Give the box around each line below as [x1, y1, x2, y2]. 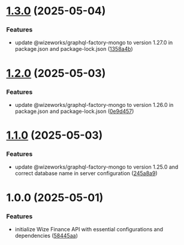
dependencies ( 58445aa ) [14, 232, 78, 239]
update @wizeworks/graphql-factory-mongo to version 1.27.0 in [14, 39, 173, 46]
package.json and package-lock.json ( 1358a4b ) [14, 45, 133, 53]
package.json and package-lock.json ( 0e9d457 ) [14, 108, 134, 115]
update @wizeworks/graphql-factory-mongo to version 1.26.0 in [14, 101, 174, 108]
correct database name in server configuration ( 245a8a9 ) [14, 170, 158, 177]
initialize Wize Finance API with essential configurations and [14, 225, 164, 232]
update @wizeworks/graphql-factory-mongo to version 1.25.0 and [14, 163, 179, 171]
